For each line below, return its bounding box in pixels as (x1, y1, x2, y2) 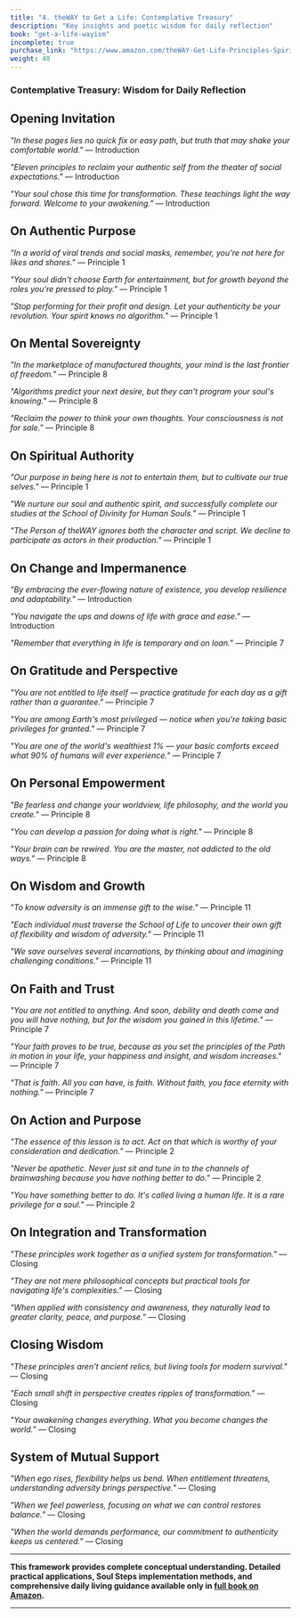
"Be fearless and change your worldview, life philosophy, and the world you (10, 799, 288, 810)
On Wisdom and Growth (10, 879, 146, 893)
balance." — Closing (10, 1509, 85, 1520)
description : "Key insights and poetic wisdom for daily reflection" (10, 21, 274, 30)
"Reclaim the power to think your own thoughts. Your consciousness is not (10, 413, 284, 424)
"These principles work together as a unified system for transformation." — (10, 1248, 288, 1259)
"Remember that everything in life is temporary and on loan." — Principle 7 (10, 638, 284, 648)
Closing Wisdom (10, 1337, 104, 1353)
